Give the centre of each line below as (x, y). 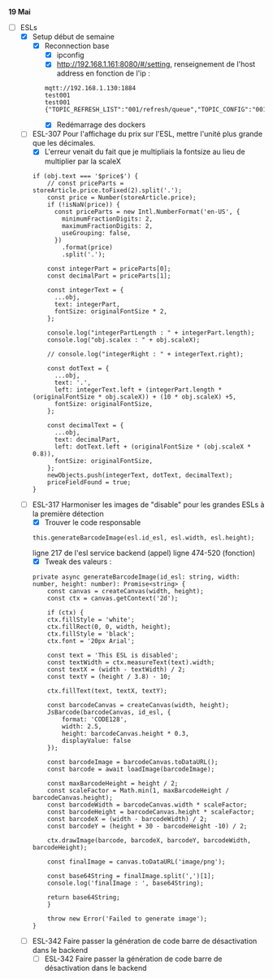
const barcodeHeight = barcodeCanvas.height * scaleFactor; (151, 812)
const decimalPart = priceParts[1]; (109, 276)
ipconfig (70, 55)
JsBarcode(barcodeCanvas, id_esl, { (109, 712)
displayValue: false (96, 741)
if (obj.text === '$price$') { (85, 176)
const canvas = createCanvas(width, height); (126, 591)
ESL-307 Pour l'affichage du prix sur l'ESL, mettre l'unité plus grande (147, 134)
